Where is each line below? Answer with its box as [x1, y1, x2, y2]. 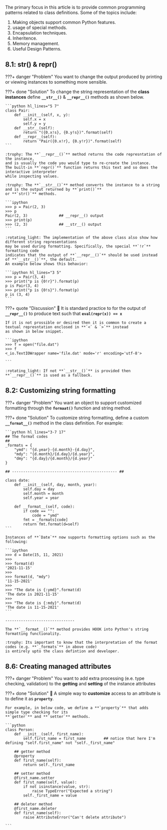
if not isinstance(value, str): [23, 784, 91, 789]
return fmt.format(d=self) [23, 522, 79, 527]
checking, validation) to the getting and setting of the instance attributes [5, 681, 156, 687]
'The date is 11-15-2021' [5, 605, 59, 610]
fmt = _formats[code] [23, 517, 68, 522]
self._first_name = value [23, 793, 77, 798]
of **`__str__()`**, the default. [5, 257, 77, 262]
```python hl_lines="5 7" [5, 104, 59, 109]
